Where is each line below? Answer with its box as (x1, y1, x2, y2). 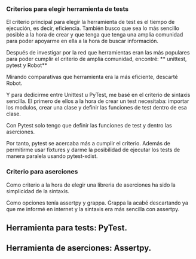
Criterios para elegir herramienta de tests (6, 5, 129, 13)
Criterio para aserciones (6, 167, 78, 176)
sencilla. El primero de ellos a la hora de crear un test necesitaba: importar (6, 97, 189, 105)
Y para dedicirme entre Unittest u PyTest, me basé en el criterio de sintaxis (6, 92, 191, 99)
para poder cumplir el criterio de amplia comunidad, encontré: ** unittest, (6, 56, 187, 63)
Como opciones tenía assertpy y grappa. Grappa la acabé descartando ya (6, 199, 188, 206)
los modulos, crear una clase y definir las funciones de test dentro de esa (6, 104, 187, 111)
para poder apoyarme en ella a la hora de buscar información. (6, 38, 159, 45)
